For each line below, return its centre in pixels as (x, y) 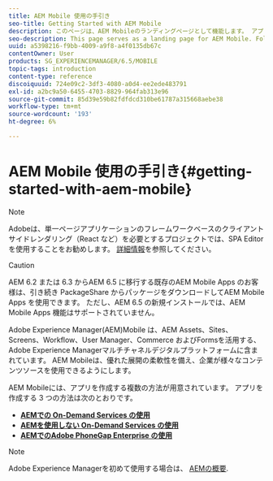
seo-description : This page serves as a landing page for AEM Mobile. (130, 39)
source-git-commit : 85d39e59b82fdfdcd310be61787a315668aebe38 (116, 99)
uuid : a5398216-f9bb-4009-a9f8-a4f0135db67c (85, 46)
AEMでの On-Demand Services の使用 (85, 414)
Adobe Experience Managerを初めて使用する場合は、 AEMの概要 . (119, 468)
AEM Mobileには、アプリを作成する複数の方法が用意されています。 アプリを (136, 388)
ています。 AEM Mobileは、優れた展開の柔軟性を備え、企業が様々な (128, 360)
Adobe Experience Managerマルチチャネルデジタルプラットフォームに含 (130, 349)
